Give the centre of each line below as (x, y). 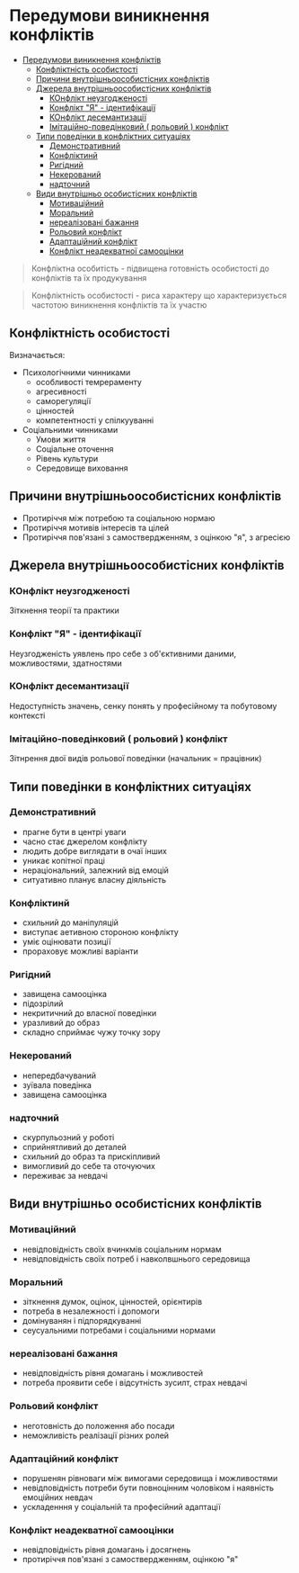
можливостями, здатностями (66, 663)
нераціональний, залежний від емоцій (95, 870)
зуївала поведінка (57, 1084)
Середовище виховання (82, 468)
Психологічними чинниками (76, 372)
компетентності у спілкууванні (95, 420)
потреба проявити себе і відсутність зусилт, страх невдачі (135, 1383)
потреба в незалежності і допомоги (91, 1311)
